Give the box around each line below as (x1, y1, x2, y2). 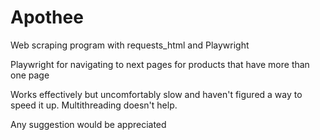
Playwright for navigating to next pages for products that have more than (10, 58, 310, 70)
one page (10, 69, 50, 81)
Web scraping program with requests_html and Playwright (10, 39, 250, 51)
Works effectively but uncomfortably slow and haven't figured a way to (10, 88, 303, 100)
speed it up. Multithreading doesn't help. (10, 99, 178, 111)
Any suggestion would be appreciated (10, 118, 167, 130)
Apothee (10, 6, 84, 29)
